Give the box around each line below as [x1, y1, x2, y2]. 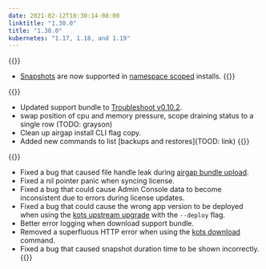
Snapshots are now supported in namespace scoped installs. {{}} [19, 71, 236, 81]
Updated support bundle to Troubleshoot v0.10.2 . [19, 102, 183, 112]
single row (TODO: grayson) [19, 119, 113, 129]
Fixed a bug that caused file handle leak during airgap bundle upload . [19, 167, 250, 177]
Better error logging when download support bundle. [19, 219, 195, 228]
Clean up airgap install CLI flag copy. [19, 128, 142, 138]
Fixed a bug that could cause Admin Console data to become [19, 185, 222, 195]
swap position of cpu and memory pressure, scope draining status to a [19, 111, 254, 121]
